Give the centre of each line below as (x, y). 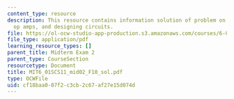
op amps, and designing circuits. (63, 26)
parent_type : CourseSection (48, 59)
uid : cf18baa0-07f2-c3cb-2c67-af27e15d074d (71, 85)
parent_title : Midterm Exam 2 (51, 53)
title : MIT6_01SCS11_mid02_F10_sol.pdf (65, 72)
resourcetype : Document (42, 66)
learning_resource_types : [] (49, 46)
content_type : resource (42, 14)
